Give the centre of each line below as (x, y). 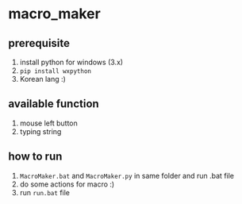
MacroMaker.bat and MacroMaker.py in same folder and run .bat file (127, 175)
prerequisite (39, 43)
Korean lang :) (42, 79)
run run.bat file (44, 192)
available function (54, 104)
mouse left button (48, 123)
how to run (35, 157)
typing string (40, 131)
